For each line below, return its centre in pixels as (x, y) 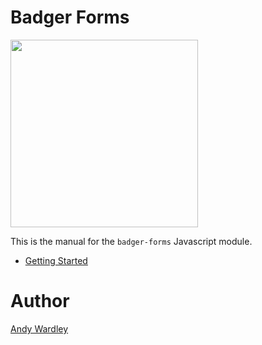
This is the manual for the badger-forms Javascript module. (131, 241)
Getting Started (56, 260)
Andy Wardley (39, 328)
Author (40, 301)
